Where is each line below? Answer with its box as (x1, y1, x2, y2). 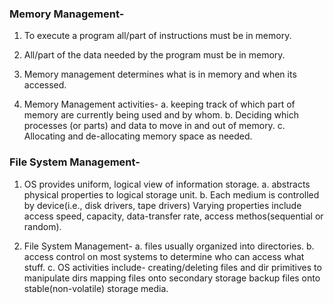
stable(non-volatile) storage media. (23, 282, 169, 294)
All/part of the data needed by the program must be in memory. (23, 49, 286, 61)
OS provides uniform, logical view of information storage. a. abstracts (23, 178, 311, 190)
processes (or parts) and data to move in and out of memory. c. (23, 120, 286, 132)
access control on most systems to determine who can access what (23, 250, 305, 262)
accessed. (23, 79, 67, 91)
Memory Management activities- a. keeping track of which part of (23, 98, 296, 111)
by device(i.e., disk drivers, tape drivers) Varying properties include (23, 199, 302, 211)
